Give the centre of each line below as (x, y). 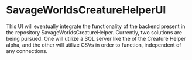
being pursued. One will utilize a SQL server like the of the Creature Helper (96, 38)
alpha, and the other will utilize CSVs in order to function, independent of (94, 45)
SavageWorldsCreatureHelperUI (86, 10)
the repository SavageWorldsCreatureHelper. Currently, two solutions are (94, 32)
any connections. (27, 51)
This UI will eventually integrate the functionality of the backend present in (96, 26)
